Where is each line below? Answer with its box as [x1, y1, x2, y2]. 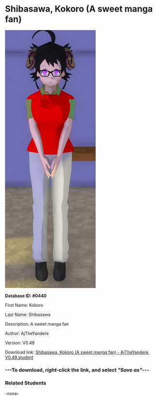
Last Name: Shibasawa [5, 312, 51, 317]
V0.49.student [5, 354, 34, 360]
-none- [5, 391, 19, 397]
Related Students [5, 380, 47, 386]
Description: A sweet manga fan [5, 321, 69, 327]
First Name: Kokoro [5, 302, 43, 308]
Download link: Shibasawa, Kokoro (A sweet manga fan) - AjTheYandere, [5, 349, 150, 355]
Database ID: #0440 [5, 293, 47, 299]
